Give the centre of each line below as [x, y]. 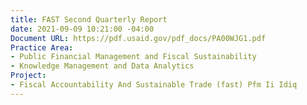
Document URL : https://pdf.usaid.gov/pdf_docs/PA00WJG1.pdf [138, 38]
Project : [28, 76]
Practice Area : [42, 47]
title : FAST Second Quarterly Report [89, 19]
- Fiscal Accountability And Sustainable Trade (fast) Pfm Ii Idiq [154, 85]
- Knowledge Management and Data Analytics [102, 66]
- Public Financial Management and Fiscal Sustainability [133, 57]
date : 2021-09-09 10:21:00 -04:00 [82, 29]
